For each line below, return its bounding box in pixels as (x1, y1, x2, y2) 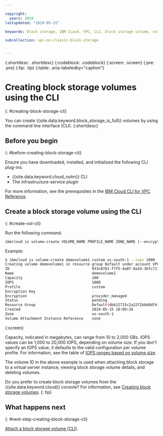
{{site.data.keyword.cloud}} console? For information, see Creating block (5, 384, 151, 390)
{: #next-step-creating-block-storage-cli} (5, 416, 88, 422)
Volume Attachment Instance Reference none (5, 316, 101, 321)
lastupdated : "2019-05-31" (5, 20, 60, 25)
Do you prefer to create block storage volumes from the (5, 379, 116, 385)
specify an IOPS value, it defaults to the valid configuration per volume (5, 344, 146, 350)
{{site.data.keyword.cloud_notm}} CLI (12, 173, 88, 180)
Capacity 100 (5, 275, 98, 281)
